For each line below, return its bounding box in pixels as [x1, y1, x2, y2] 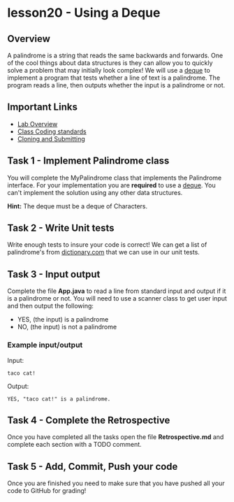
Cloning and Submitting [17, 134, 85, 143]
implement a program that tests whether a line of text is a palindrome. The [7, 73, 221, 82]
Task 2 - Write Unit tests [7, 222, 115, 234]
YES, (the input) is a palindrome [17, 315, 109, 324]
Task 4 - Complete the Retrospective [7, 414, 170, 426]
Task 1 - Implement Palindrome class [7, 155, 170, 167]
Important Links [7, 101, 78, 113]
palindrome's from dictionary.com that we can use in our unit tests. [7, 248, 200, 257]
